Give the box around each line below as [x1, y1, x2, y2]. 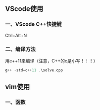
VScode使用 [5, 4, 44, 13]
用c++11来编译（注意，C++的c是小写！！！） [5, 57, 98, 63]
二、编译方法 [5, 46, 36, 53]
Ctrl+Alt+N [5, 32, 27, 38]
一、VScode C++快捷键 [5, 21, 62, 28]
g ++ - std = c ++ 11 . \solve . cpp [5, 67, 63, 73]
